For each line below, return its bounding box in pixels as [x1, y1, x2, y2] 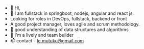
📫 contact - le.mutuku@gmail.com [10, 38, 84, 43]
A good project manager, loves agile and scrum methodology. [10, 21, 140, 27]
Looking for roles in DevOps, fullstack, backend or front [10, 16, 127, 21]
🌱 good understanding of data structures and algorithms [10, 27, 129, 33]
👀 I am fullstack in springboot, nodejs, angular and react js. [10, 10, 134, 16]
